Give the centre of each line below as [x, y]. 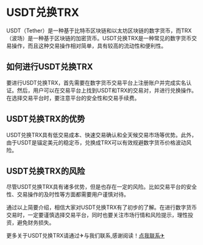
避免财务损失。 [36, 222]
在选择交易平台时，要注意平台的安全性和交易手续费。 [73, 98]
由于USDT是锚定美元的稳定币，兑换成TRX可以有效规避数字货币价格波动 [96, 142]
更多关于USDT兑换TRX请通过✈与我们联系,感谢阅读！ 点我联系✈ [86, 236]
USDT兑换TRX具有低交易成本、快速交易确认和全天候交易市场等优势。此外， [101, 135]
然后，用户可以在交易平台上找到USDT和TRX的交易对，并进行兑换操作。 [107, 90]
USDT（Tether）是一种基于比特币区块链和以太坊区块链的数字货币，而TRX [99, 30]
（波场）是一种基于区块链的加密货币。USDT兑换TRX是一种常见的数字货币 [99, 38]
